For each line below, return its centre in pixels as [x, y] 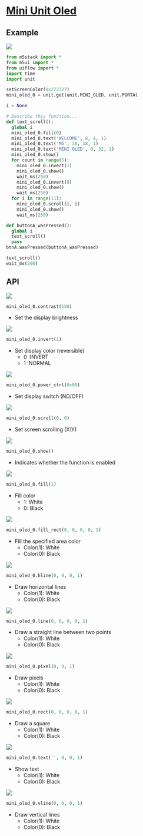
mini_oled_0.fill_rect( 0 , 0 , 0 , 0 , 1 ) [54, 530]
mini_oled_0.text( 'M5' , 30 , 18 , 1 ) [55, 144]
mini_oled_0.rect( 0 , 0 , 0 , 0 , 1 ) [47, 712]
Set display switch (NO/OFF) [49, 396]
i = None [17, 106]
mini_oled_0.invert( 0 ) [44, 182]
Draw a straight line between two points [63, 632]
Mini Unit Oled [41, 11]
